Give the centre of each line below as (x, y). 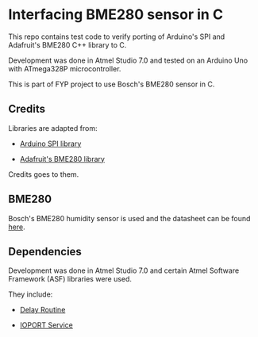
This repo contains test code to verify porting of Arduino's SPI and (117, 36)
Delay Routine (42, 310)
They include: (31, 294)
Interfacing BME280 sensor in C (116, 15)
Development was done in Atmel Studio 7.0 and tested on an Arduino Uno (128, 60)
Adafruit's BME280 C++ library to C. (67, 44)
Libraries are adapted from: (53, 128)
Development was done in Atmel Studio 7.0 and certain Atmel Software (124, 270)
